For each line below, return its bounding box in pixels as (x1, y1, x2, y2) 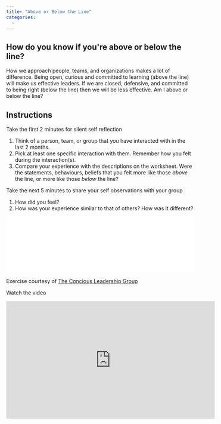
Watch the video (6, 289, 46, 296)
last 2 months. (14, 144, 50, 150)
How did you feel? (14, 198, 60, 205)
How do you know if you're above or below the (6, 42, 182, 52)
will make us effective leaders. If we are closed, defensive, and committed (6, 80, 188, 87)
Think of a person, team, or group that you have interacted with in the (14, 137, 186, 144)
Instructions (6, 110, 52, 120)
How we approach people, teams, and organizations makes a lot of (6, 67, 170, 75)
